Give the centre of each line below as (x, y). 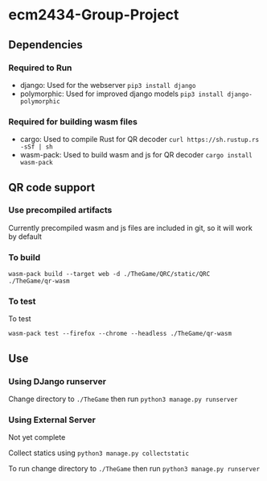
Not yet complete (37, 437)
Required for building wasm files (73, 121)
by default (25, 236)
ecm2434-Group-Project (94, 15)
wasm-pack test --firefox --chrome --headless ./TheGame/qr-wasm (120, 334)
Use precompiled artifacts (60, 210)
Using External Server (52, 420)
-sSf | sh (37, 147)
